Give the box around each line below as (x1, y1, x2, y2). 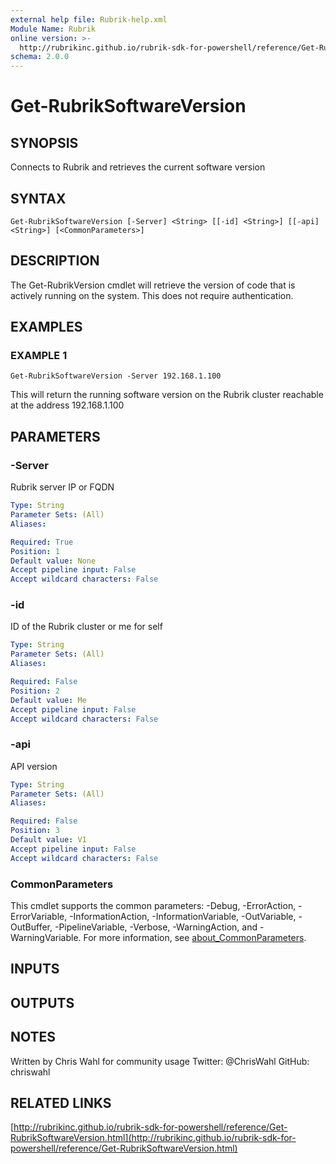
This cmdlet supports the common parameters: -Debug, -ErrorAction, (10, 900, 297, 912)
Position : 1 (10, 546, 60, 556)
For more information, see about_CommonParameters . (83, 932, 307, 944)
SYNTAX (10, 190, 67, 207)
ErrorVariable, (10, 911, 68, 923)
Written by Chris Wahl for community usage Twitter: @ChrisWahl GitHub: (10, 1055, 310, 1067)
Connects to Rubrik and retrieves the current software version (10, 161, 266, 173)
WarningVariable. (10, 932, 82, 944)
